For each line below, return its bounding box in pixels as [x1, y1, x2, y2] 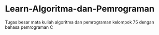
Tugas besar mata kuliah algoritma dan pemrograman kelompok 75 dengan [5, 19, 155, 25]
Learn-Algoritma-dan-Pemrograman [5, 3, 155, 14]
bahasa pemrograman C [5, 24, 53, 30]
